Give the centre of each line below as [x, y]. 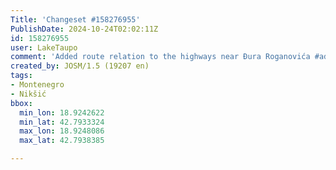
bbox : [21, 103]
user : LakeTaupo [44, 47]
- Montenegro [37, 85]
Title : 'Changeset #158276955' [75, 19]
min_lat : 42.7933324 [62, 122]
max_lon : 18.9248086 [62, 131]
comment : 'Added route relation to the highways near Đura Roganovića [160, 57]
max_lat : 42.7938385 [62, 141]
